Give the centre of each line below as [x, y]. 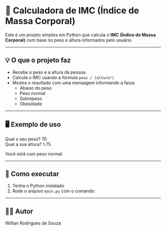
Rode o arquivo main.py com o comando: [54, 191]
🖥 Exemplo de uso [33, 124]
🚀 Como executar [32, 174]
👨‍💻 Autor [19, 211]
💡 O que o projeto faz [38, 60]
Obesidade [31, 103]
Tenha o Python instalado [38, 186]
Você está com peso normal [34, 154]
